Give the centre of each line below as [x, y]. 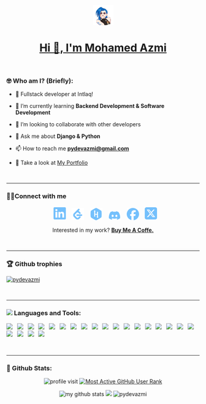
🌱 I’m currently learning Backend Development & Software [90, 106]
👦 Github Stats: [29, 368]
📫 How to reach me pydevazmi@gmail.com [72, 148]
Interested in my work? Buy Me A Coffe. [103, 230]
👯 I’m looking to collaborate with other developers [78, 124]
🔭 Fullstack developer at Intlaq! [54, 94]
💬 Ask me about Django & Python [58, 136]
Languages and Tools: [48, 313]
